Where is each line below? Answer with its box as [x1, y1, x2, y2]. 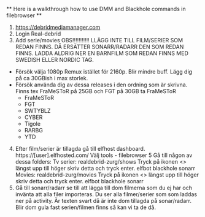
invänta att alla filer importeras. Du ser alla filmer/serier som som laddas [15, 191, 198, 198]
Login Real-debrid [15, 30, 61, 37]
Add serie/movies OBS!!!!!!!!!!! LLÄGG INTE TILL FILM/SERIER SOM [15, 37, 183, 44]
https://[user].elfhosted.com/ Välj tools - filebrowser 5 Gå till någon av [15, 151, 193, 159]
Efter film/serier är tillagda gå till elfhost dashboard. [15, 145, 145, 152]
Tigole [24, 120, 41, 128]
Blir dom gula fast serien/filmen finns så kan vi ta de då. [15, 204, 157, 211]
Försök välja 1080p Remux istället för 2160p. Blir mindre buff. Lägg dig [15, 68, 192, 75]
